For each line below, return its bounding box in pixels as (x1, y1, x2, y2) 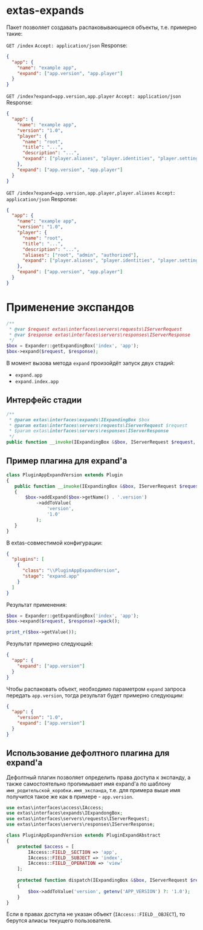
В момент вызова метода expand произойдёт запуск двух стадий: (6, 360, 175, 366)
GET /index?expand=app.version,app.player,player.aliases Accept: (6, 190, 176, 196)
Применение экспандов (6, 300, 135, 314)
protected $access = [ (17, 844, 74, 850)
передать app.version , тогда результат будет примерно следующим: (6, 691, 184, 699)
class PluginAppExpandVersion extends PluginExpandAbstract (6, 832, 161, 839)
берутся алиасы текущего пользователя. (6, 917, 112, 925)
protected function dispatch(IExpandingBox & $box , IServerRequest (17, 877, 188, 883)
